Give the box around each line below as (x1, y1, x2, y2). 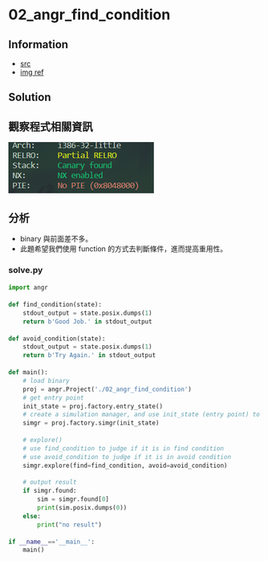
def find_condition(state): (8, 301, 103, 309)
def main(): (8, 368, 48, 376)
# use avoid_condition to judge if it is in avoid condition (22, 453, 231, 461)
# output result (22, 478, 78, 486)
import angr (8, 283, 48, 292)
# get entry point (22, 393, 84, 402)
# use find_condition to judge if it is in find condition (22, 444, 225, 453)
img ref (19, 67, 44, 77)
